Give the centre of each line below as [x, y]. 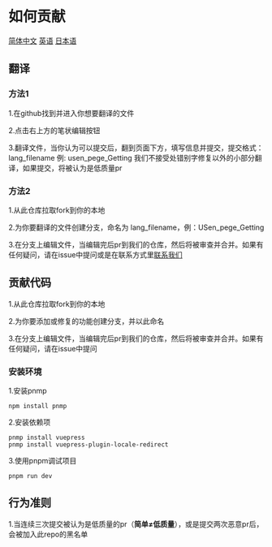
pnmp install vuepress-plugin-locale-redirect [89, 445]
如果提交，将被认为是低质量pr [72, 168]
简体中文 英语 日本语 [43, 41]
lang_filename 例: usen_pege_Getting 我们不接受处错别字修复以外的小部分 [132, 157]
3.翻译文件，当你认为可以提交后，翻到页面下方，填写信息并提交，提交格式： [136, 148]
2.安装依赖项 [30, 422]
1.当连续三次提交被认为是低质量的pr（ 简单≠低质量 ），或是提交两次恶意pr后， [136, 523]
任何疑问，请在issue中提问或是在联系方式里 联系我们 [95, 254]
